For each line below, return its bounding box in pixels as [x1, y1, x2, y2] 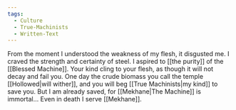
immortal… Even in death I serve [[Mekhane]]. [7, 95, 143, 104]
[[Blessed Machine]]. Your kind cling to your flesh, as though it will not [7, 65, 214, 73]
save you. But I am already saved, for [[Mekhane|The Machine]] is [7, 87, 202, 96]
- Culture [14, 17, 43, 24]
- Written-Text [14, 30, 59, 38]
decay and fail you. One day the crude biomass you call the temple [7, 72, 204, 81]
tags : [7, 10, 24, 18]
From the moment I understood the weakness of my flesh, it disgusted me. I [7, 50, 230, 58]
